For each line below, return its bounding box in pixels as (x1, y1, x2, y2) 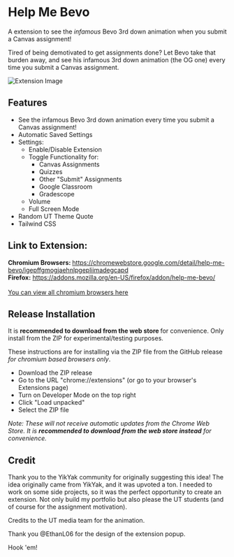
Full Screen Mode (28, 204, 80, 213)
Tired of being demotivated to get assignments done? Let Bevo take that (8, 48, 216, 57)
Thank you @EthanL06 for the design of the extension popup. (8, 530, 186, 538)
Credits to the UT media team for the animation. (8, 516, 145, 525)
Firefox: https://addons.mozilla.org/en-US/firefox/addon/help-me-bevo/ (8, 273, 216, 282)
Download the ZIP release (17, 368, 93, 377)
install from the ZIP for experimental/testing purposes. (8, 334, 163, 342)
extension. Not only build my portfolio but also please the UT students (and (8, 495, 224, 504)
